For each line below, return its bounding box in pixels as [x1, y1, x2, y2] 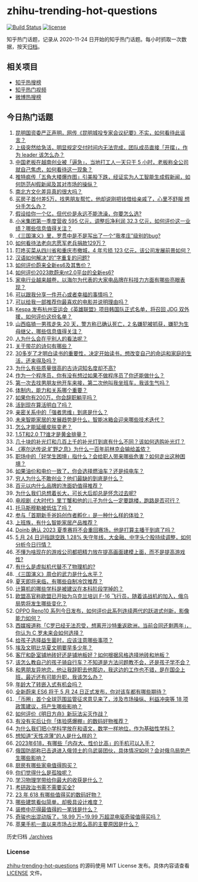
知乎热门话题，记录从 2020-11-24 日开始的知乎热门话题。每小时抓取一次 [6, 35, 182, 42]
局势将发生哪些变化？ [15, 600, 67, 607]
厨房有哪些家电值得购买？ [15, 761, 78, 768]
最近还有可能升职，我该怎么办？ [25, 673, 103, 680]
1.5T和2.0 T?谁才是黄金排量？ [15, 431, 87, 438]
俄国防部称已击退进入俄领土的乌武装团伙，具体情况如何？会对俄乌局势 [15, 747, 186, 754]
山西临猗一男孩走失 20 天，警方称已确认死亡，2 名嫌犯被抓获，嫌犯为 [15, 320, 184, 327]
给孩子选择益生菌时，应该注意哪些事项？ [15, 637, 113, 644]
